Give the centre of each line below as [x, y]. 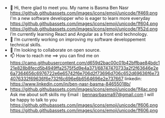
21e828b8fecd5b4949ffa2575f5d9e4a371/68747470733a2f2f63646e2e [84, 68]
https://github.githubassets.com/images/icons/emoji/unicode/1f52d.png [84, 29]
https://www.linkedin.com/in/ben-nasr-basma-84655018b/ [70, 84]
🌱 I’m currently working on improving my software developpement [78, 39]
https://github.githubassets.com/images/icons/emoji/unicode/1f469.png [84, 13]
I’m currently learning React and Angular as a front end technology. [79, 34]
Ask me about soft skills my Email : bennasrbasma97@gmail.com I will [82, 94]
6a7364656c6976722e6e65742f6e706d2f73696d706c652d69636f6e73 [84, 73]
